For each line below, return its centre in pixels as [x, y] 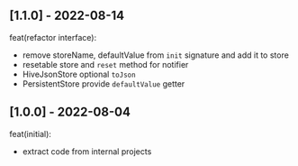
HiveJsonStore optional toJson [79, 74]
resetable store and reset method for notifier [105, 64]
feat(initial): [31, 134]
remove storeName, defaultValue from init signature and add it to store [156, 55]
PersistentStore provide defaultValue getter [104, 83]
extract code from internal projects [87, 151]
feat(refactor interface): [53, 37]
